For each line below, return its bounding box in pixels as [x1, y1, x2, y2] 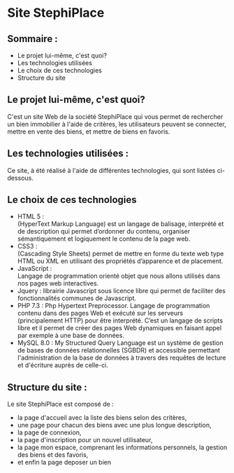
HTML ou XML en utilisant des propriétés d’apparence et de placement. [17, 257, 224, 265]
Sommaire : [7, 33, 58, 45]
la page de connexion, [17, 428, 82, 437]
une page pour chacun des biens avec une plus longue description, [17, 421, 212, 430]
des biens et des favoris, [17, 451, 89, 459]
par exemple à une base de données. [17, 331, 124, 340]
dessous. [7, 174, 34, 182]
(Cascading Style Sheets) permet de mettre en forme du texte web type [17, 250, 224, 258]
